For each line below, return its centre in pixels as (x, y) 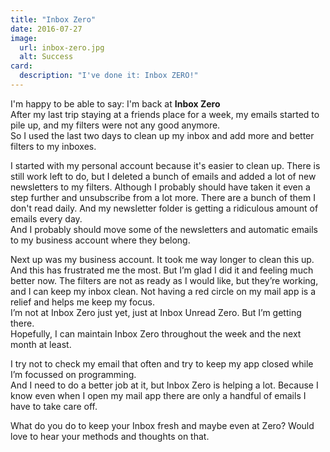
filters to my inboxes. (53, 146)
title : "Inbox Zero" (53, 19)
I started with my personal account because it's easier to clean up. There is (165, 165)
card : (21, 66)
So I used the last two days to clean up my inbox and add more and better (162, 135)
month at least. (41, 344)
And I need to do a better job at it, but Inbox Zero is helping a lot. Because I (164, 385)
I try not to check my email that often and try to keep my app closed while (162, 363)
